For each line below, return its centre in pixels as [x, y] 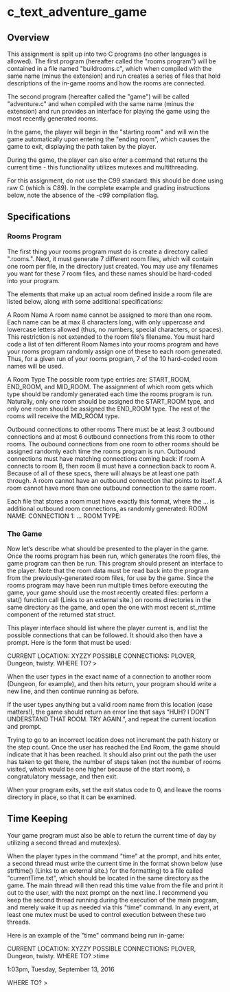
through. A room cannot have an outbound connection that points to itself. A [115, 480]
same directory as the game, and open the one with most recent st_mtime [112, 607]
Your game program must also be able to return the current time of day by [112, 835]
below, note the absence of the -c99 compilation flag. [83, 195]
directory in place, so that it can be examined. [72, 797]
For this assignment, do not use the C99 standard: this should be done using [115, 180]
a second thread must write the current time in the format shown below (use [115, 863]
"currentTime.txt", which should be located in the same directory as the [108, 878]
